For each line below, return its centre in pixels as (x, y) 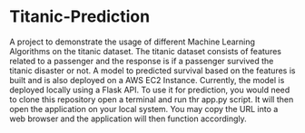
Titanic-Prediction (80, 17)
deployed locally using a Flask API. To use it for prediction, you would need (150, 90)
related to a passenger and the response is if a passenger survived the (142, 61)
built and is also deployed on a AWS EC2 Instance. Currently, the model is (147, 80)
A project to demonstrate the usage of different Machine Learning (133, 42)
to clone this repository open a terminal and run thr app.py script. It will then (152, 99)
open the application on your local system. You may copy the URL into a (144, 109)
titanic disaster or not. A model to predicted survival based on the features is (152, 71)
